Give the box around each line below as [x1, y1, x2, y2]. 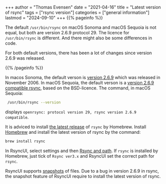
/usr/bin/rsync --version [7, 100, 61, 105]
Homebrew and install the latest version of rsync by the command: [5, 129, 141, 135]
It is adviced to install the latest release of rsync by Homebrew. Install [5, 124, 146, 130]
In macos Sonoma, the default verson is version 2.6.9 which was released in [5, 75, 161, 80]
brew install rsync [5, 139, 46, 144]
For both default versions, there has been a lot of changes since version [5, 50, 152, 56]
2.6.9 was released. [5, 55, 46, 61]
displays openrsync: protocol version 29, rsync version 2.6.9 [5, 109, 137, 115]
